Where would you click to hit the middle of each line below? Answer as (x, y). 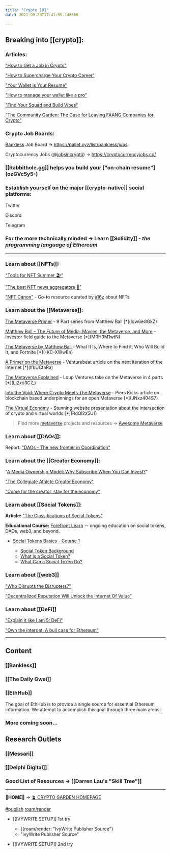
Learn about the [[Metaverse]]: (44, 310)
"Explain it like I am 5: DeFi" (34, 620)
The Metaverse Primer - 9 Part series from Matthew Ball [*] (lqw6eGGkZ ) (81, 321)
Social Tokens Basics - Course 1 (46, 541)
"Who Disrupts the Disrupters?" (38, 586)
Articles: (16, 54)
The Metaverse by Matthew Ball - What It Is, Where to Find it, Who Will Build (85, 346)
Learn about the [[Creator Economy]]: (53, 461)
